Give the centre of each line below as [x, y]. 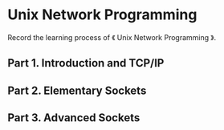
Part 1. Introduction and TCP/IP [86, 63]
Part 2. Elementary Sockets [77, 90]
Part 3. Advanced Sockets [74, 118]
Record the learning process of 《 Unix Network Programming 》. [112, 37]
